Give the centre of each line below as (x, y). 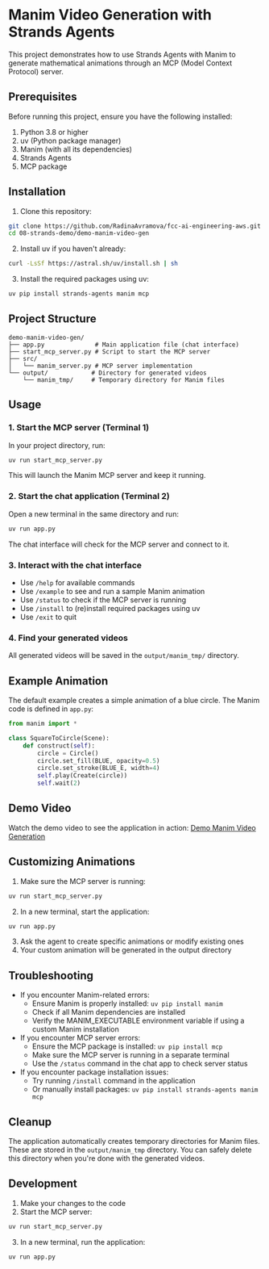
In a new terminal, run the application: (83, 1242)
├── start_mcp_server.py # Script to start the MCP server (110, 352)
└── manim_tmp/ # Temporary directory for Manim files (124, 380)
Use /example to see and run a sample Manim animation (112, 591)
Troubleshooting (51, 976)
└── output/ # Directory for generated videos (108, 373)
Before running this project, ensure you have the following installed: (120, 116)
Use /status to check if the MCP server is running (103, 600)
